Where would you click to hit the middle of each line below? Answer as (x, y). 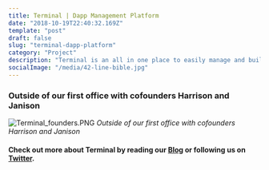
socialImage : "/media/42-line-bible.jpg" (78, 68)
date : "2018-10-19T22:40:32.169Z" (66, 23)
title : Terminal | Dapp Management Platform (84, 16)
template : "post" (37, 30)
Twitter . (21, 158)
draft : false (30, 38)
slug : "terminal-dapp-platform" (62, 45)
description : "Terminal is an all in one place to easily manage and (127, 61)
